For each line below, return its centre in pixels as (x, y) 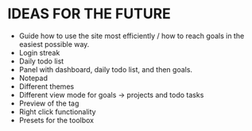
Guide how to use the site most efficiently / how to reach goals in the (132, 36)
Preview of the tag (49, 103)
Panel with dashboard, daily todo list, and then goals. (105, 69)
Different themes (47, 86)
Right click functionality (57, 111)
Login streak (39, 52)
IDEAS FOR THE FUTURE (89, 14)
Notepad (33, 78)
